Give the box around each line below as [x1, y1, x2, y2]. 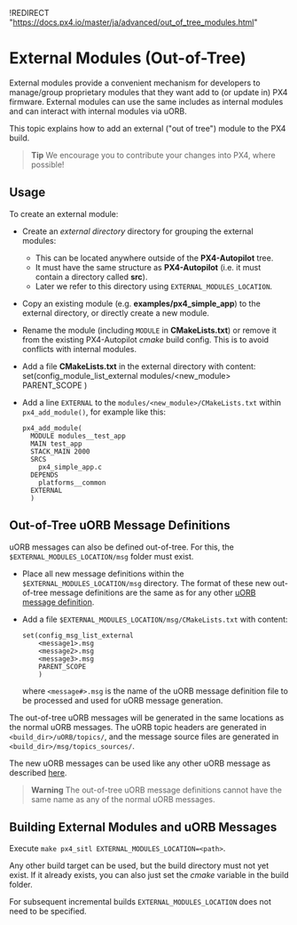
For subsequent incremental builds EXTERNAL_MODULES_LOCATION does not [9, 897, 272, 907]
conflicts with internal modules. [21, 343, 137, 354]
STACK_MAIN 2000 [30, 446, 90, 456]
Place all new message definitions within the [21, 568, 184, 579]
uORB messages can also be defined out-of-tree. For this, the [9, 542, 235, 552]
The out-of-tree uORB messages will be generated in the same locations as [9, 712, 285, 723]
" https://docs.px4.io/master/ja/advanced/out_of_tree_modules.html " [9, 17, 258, 28]
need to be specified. [9, 906, 87, 917]
